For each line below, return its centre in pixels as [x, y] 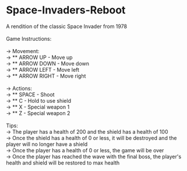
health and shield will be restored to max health [63, 163]
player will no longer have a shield [47, 144]
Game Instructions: [29, 39]
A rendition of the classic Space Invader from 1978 [66, 26]
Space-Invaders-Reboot [66, 10]
